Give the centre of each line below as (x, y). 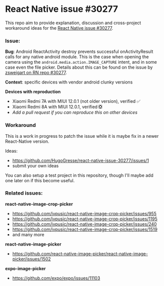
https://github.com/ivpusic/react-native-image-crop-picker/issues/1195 (85, 219)
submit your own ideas (36, 165)
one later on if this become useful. (40, 180)
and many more (28, 234)
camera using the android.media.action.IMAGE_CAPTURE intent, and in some (81, 62)
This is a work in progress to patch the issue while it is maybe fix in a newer (82, 136)
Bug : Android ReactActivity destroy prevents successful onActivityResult (79, 52)
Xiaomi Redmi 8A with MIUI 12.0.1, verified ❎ (57, 107)
